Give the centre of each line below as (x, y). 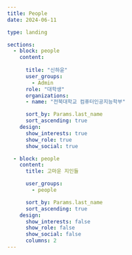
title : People (27, 13)
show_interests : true (56, 133)
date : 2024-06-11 (32, 20)
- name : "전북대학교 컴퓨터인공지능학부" (75, 102)
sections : (21, 45)
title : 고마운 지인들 (52, 171)
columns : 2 (41, 241)
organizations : (47, 96)
